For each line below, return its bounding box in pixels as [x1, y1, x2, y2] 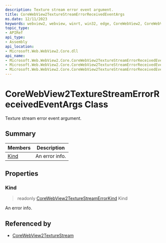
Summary [5, 130, 36, 138]
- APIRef [5, 30, 23, 35]
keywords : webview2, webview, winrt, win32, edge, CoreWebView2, [5, 21, 142, 26]
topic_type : [5, 26, 30, 31]
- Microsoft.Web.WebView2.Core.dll [5, 49, 79, 53]
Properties [5, 169, 39, 178]
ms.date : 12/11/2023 [5, 16, 48, 21]
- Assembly [5, 40, 28, 45]
